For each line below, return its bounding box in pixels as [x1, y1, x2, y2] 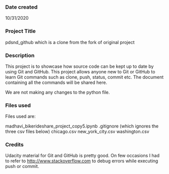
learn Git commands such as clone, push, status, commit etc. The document [5, 74, 164, 80]
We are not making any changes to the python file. [5, 89, 110, 95]
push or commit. [5, 163, 39, 169]
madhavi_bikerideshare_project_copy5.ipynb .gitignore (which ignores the [5, 123, 159, 129]
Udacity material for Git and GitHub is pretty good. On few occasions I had [5, 153, 160, 159]
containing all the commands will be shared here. [5, 79, 107, 85]
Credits [5, 141, 24, 148]
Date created [5, 4, 38, 11]
